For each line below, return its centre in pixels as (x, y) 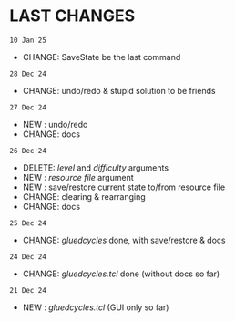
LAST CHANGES (72, 16)
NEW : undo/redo (55, 124)
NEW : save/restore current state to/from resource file (124, 187)
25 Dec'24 (28, 223)
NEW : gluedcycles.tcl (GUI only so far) (96, 307)
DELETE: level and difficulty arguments (96, 167)
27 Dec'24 (28, 107)
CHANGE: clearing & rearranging (84, 196)
